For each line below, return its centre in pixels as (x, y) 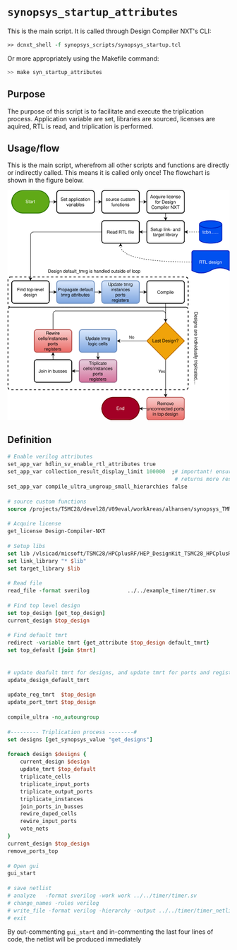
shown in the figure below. (46, 181)
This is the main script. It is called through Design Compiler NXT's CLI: (109, 31)
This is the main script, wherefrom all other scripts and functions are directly (118, 165)
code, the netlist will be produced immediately (74, 939)
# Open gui (23, 866)
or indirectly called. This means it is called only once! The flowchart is (109, 173)
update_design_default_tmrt (49, 680)
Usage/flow (34, 148)
